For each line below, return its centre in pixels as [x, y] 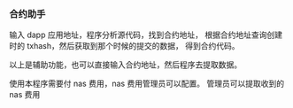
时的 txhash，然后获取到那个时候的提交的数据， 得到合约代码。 [124, 46]
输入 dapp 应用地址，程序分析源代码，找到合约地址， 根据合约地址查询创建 [146, 35]
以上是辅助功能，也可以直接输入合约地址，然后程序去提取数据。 [125, 65]
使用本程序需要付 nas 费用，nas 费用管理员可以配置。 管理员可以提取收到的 [147, 84]
